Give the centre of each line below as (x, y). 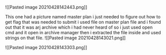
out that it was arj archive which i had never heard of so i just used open (79, 27)
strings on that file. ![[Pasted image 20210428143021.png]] (65, 38)
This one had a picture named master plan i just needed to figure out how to (83, 17)
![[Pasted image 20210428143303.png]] (46, 47)
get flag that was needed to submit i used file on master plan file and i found (83, 22)
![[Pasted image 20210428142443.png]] (46, 7)
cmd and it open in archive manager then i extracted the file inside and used (83, 32)
